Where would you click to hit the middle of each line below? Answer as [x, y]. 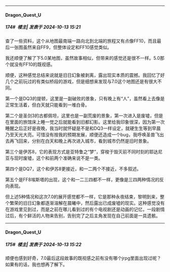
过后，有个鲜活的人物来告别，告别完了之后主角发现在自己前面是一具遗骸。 [83, 215]
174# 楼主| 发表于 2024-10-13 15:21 [43, 27]
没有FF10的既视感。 [35, 64]
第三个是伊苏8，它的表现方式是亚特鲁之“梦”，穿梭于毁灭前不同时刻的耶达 [82, 151]
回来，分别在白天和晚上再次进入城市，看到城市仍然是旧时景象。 [85, 141]
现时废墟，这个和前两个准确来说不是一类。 [58, 158]
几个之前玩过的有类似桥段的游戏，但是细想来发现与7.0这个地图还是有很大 [81, 81]
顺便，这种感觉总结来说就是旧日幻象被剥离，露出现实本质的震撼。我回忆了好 [85, 75]
